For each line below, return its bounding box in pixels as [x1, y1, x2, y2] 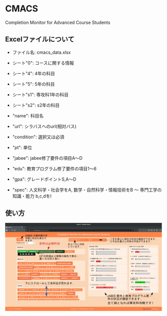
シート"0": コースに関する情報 [12, 60, 74, 66]
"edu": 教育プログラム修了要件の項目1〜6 [12, 165, 97, 172]
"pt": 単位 [12, 144, 32, 150]
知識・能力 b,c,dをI [12, 193, 52, 199]
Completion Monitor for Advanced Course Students [5, 19, 110, 25]
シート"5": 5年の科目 [12, 81, 55, 87]
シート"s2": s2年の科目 [12, 102, 60, 108]
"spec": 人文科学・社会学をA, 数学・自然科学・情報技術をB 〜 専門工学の [12, 187, 162, 193]
